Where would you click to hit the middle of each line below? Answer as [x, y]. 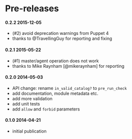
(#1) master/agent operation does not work [55, 61]
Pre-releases [32, 9]
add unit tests [26, 104]
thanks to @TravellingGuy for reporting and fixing [62, 39]
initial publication [29, 131]
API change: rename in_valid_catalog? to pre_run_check [69, 88]
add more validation [32, 98]
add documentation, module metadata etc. [55, 93]
